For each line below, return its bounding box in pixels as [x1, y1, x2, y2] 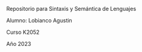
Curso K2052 [6, 28, 40, 36]
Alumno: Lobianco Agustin [6, 17, 73, 24]
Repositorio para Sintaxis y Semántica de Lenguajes [6, 5, 137, 12]
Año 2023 [6, 41, 32, 47]
